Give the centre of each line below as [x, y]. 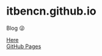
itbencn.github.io [51, 11]
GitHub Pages [24, 46]
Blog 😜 [16, 28]
